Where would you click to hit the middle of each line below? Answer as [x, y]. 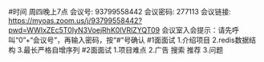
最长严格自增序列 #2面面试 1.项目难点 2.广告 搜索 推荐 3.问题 [124, 50]
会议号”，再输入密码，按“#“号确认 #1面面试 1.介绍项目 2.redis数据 [141, 40]
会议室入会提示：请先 [197, 30]
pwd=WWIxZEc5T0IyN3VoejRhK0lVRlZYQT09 [84, 30]
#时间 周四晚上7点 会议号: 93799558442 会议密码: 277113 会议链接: [120, 12]
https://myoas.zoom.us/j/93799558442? [75, 21]
